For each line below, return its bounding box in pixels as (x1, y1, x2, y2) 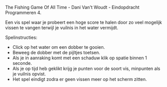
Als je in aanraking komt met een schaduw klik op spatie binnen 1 (12, 55, 147, 61)
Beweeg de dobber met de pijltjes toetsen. (12, 50, 100, 55)
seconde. (12, 60, 32, 66)
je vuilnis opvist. (12, 71, 46, 77)
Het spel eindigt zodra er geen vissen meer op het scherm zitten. (12, 76, 147, 82)
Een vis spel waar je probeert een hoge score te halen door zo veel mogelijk (5, 20, 162, 25)
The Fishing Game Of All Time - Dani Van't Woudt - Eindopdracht (5, 5, 139, 10)
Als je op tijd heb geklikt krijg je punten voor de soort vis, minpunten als (12, 65, 160, 71)
